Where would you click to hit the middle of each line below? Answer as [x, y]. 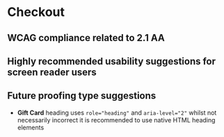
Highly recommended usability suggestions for [112, 61]
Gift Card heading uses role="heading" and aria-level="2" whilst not [117, 113]
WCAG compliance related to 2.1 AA [86, 38]
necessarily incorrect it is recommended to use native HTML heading [116, 120]
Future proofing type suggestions [82, 96]
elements [31, 127]
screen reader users [52, 72]
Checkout [36, 12]
